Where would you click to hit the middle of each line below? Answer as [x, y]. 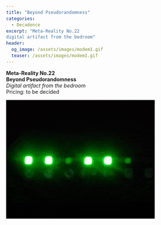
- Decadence [26, 25]
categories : [20, 18]
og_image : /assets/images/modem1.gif [57, 50]
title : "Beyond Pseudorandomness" [48, 12]
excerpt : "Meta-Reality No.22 [43, 31]
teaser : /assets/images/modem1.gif [55, 56]
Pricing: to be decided [33, 91]
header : [16, 43]
